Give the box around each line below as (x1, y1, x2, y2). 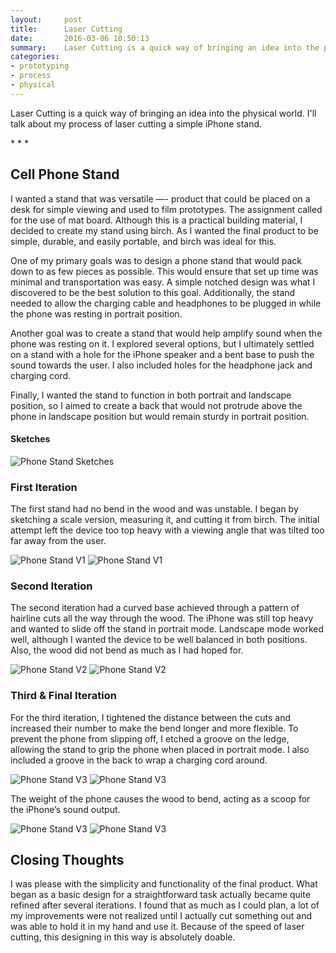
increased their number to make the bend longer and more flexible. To (10, 722, 299, 734)
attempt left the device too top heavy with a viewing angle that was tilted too (10, 524, 325, 536)
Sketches (10, 433, 51, 445)
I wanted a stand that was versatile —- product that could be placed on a (10, 192, 311, 205)
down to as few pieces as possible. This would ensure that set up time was (10, 265, 319, 277)
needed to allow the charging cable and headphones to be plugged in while (10, 297, 322, 309)
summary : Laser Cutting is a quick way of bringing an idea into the (10, 42, 320, 53)
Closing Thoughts (10, 852, 125, 869)
